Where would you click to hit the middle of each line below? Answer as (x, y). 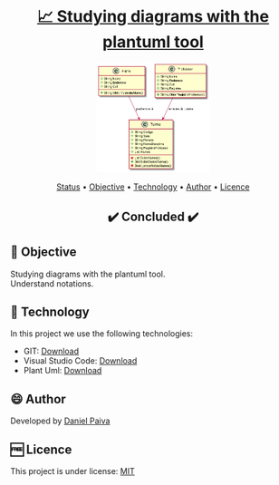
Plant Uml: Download (63, 371)
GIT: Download (51, 351)
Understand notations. (52, 283)
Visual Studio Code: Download (80, 361)
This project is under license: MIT (72, 471)
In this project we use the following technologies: (102, 334)
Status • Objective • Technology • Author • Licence (153, 187)
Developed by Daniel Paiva (60, 421)
